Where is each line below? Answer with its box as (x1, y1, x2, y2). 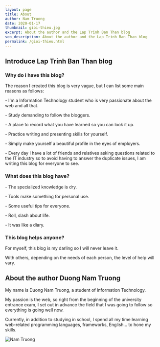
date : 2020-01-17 (5, 21, 41, 26)
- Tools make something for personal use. (5, 193, 90, 199)
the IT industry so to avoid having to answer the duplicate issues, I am (5, 155, 146, 162)
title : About (5, 12, 32, 17)
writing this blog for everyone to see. (5, 161, 79, 166)
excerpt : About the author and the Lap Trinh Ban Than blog (5, 30, 131, 35)
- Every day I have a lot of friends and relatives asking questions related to (5, 150, 155, 156)
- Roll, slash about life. (5, 212, 50, 218)
